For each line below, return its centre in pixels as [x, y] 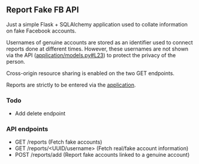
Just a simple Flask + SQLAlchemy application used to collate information [97, 24]
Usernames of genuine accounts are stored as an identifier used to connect [99, 42]
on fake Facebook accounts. [41, 31]
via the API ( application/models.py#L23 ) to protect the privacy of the [91, 55]
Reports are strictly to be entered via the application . [71, 85]
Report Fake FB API [43, 10]
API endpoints [27, 129]
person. [16, 61]
